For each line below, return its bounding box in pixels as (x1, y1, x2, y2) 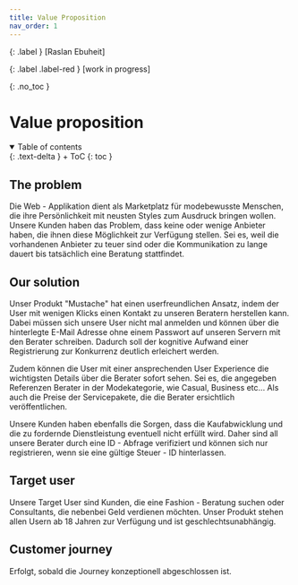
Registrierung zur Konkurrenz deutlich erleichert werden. (9, 346, 219, 357)
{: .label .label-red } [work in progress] (9, 64, 150, 74)
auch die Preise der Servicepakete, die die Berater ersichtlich (9, 391, 235, 403)
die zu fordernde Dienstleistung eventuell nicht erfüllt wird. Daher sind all (9, 428, 279, 439)
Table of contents (17, 142, 82, 152)
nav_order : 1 (9, 22, 58, 30)
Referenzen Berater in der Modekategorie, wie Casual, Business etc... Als (9, 383, 279, 393)
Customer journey (9, 542, 114, 557)
